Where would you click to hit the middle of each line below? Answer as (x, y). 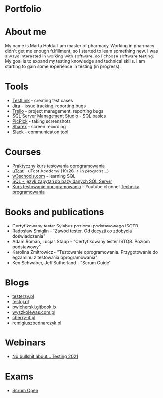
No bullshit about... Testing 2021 (45, 356)
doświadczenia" (29, 236)
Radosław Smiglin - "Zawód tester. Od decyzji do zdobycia (72, 231)
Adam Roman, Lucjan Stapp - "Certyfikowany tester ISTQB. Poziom (81, 241)
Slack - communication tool (40, 132)
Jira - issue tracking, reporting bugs (49, 106)
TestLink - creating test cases (43, 101)
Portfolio (23, 9)
